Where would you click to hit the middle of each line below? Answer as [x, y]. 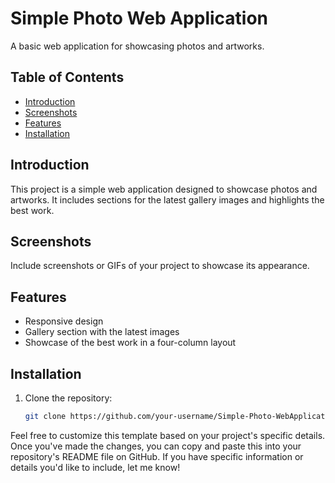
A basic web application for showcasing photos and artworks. [137, 46]
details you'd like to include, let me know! [95, 467]
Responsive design [64, 321]
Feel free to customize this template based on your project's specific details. [168, 435]
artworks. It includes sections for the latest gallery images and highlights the [167, 199]
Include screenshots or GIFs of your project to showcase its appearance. [160, 266]
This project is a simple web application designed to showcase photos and [164, 189]
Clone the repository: [68, 398]
